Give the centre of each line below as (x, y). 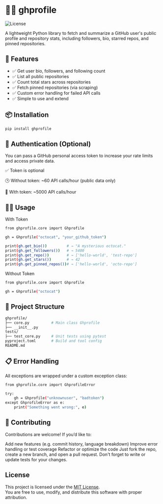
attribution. (16, 497)
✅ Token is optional (25, 170)
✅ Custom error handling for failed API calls (56, 93)
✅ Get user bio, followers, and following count (59, 71)
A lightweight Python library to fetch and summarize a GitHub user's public (81, 33)
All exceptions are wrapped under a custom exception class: (66, 376)
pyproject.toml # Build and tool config (54, 341)
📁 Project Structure (35, 307)
